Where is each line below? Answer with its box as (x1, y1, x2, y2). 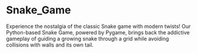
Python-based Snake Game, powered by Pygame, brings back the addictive (6, 29, 190, 36)
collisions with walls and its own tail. (6, 41, 94, 48)
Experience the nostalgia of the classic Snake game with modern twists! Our (6, 23, 191, 30)
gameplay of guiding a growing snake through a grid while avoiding (6, 35, 169, 42)
